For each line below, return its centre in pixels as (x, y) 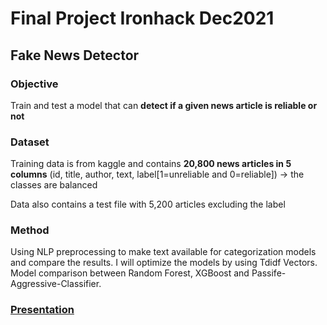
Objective (34, 84)
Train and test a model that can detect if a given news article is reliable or (164, 105)
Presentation (42, 310)
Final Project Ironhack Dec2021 (142, 18)
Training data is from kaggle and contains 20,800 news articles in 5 (151, 164)
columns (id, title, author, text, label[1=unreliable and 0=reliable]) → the (157, 174)
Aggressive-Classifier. (56, 284)
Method (30, 230)
